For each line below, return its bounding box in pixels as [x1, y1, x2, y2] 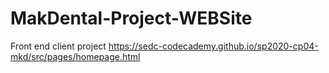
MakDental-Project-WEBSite [10, 7, 253, 30]
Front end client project [10, 40, 107, 52]
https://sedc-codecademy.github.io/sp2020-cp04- [108, 40, 319, 52]
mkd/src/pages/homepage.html [10, 50, 141, 62]
